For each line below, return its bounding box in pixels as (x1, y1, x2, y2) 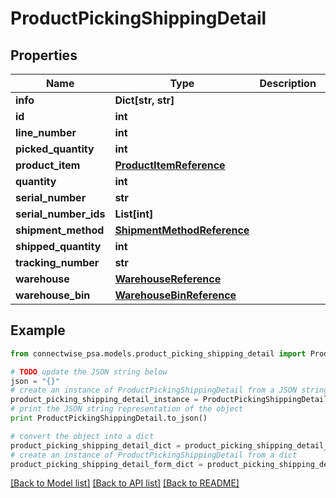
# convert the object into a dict (10, 431, 155, 441)
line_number (15, 126, 77, 139)
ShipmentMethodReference (114, 223, 250, 237)
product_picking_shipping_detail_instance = (10, 395, 199, 405)
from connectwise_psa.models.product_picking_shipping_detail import (10, 348, 307, 359)
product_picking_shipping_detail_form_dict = (10, 459, 203, 469)
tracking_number (15, 256, 100, 269)
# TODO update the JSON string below (10, 367, 168, 377)
